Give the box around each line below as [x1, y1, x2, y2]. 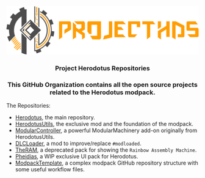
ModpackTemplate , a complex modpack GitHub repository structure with [15, 159, 198, 167]
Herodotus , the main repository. [15, 114, 96, 121]
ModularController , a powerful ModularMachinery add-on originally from [15, 127, 198, 134]
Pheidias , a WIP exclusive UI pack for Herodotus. [15, 153, 138, 160]
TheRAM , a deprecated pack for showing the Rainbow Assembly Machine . [15, 146, 197, 154]
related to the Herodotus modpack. [49, 88, 156, 97]
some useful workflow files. [15, 166, 85, 173]
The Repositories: [6, 102, 51, 109]
